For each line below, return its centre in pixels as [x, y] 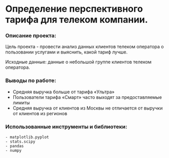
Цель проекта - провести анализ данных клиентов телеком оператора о [84, 47]
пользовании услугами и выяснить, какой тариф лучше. [67, 52]
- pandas [15, 146]
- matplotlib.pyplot [27, 137]
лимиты [21, 102]
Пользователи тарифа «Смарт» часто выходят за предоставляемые [87, 97]
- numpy [14, 151]
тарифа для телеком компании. [77, 20]
